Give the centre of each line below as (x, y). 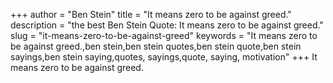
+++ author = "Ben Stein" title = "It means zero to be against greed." (151, 14)
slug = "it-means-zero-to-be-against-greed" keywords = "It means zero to (164, 35)
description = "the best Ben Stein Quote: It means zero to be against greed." (167, 25)
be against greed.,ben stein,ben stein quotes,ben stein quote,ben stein (156, 46)
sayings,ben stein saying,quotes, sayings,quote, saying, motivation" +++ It (164, 57)
